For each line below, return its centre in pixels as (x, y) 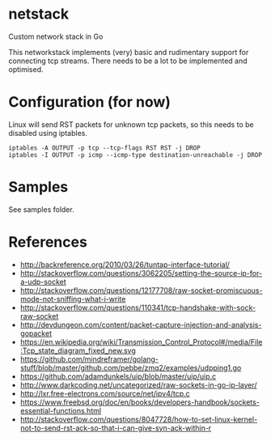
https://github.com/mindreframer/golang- (89, 359)
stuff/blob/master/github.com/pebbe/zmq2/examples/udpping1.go (131, 367)
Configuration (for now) (90, 102)
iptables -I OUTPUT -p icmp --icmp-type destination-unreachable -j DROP (135, 155)
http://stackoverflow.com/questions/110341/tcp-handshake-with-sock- (138, 307)
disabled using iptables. (48, 133)
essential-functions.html (61, 410)
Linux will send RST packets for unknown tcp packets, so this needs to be (131, 124)
